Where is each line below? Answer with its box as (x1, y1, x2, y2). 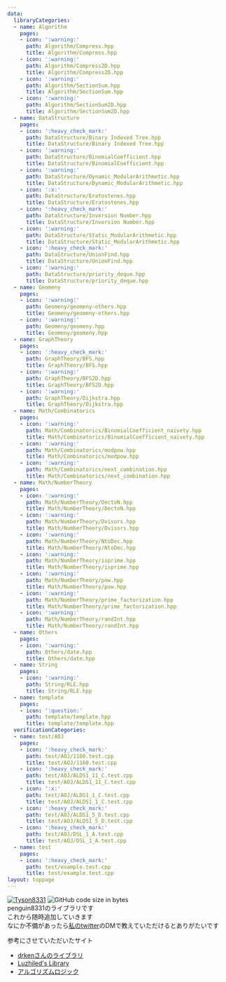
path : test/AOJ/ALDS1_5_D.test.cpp (25, 811, 130, 818)
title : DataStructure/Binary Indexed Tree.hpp (25, 141, 164, 148)
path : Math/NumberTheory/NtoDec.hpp (25, 537, 133, 545)
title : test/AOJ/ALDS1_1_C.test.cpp (25, 798, 133, 805)
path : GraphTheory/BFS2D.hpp (25, 375, 111, 382)
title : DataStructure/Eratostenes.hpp (25, 199, 139, 207)
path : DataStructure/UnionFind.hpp (25, 251, 130, 258)
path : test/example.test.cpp (25, 863, 111, 871)
